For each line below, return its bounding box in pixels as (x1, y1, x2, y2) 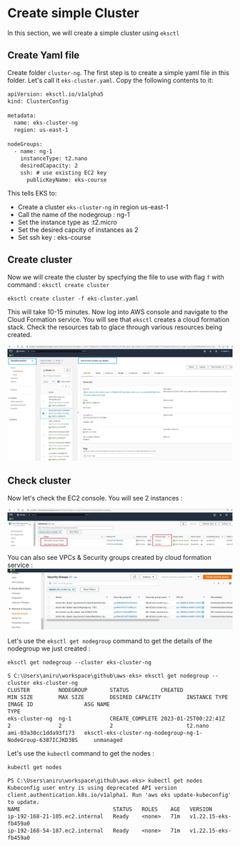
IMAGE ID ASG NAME (7, 701, 111, 708)
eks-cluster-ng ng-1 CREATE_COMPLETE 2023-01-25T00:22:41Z (7, 716, 225, 723)
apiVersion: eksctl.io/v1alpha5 (7, 91, 104, 98)
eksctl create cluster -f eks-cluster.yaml (7, 295, 139, 302)
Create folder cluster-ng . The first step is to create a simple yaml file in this (7, 68, 230, 76)
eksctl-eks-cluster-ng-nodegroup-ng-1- (84, 730, 203, 737)
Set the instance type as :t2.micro (17, 218, 118, 226)
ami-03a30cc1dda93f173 (7, 730, 75, 737)
